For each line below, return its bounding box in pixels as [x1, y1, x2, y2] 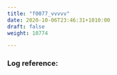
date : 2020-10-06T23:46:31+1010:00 [7, 17, 111, 24]
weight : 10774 [7, 29, 49, 37]
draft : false [7, 23, 45, 30]
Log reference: [7, 58, 58, 68]
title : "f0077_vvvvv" [7, 10, 70, 17]
